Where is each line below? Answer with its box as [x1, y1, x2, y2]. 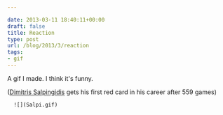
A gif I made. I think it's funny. [7, 74, 93, 82]
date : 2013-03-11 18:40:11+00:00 [7, 16, 105, 23]
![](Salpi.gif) [13, 101, 58, 108]
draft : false [7, 22, 46, 30]
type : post [7, 36, 39, 43]
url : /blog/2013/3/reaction [7, 43, 90, 49]
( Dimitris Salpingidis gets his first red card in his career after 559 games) [7, 88, 217, 96]
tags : [7, 49, 23, 56]
